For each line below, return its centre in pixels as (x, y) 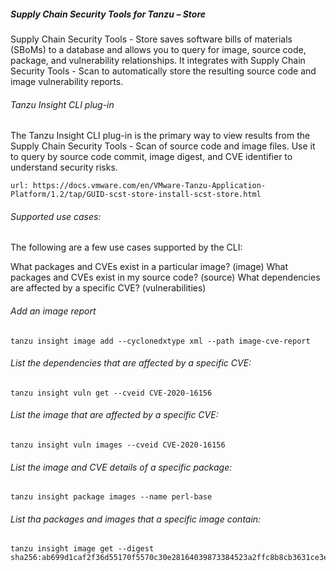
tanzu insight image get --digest (82, 549)
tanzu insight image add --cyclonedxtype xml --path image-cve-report (160, 341)
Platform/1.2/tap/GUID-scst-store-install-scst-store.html (136, 195)
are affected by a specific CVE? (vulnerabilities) (108, 288)
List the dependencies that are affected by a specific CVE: (131, 363)
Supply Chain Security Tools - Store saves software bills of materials (151, 39)
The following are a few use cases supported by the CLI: (126, 247)
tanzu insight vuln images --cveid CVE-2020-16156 (118, 445)
